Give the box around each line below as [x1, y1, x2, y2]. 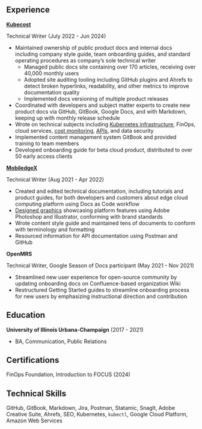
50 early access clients [14, 153, 73, 160]
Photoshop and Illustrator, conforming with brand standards [14, 213, 164, 220]
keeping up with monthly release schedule [14, 114, 120, 121]
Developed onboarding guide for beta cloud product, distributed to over [14, 146, 193, 153]
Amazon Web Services [6, 417, 63, 424]
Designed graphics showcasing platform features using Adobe [14, 207, 170, 214]
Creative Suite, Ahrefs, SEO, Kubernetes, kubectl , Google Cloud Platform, [6, 411, 188, 418]
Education [6, 310, 46, 320]
